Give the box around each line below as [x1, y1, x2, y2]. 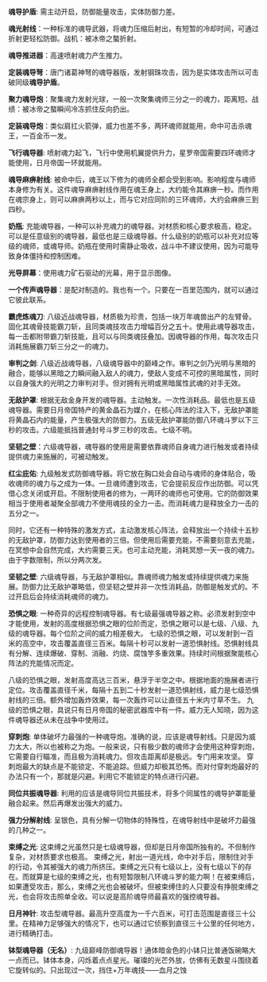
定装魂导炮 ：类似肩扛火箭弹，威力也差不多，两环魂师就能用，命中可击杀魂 [8, 122, 252, 130]
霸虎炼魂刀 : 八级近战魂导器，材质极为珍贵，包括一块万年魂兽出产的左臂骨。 [8, 312, 256, 321]
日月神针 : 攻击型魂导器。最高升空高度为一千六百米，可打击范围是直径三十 [8, 909, 249, 918]
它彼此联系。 [8, 295, 50, 304]
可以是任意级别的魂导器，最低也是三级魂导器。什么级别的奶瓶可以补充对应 [8, 231, 252, 241]
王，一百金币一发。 [8, 131, 72, 141]
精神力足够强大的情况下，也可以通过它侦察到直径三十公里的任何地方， [29, 918, 259, 928]
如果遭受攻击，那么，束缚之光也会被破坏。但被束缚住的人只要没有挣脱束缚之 [8, 882, 259, 891]
